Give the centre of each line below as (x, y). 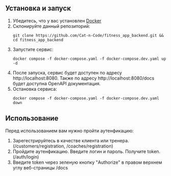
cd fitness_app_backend (38, 40)
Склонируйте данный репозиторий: (51, 26)
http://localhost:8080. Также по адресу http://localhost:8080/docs (83, 78)
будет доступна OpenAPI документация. (57, 83)
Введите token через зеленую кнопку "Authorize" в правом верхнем (87, 162)
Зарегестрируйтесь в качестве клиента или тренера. (71, 140)
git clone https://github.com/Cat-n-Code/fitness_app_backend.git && (88, 35)
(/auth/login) (26, 157)
